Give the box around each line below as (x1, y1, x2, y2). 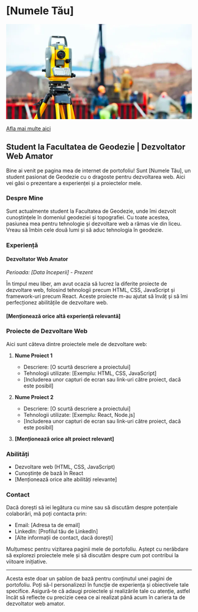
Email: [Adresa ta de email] (14, 522, 81, 529)
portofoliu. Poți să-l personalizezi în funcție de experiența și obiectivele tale (6, 581, 189, 588)
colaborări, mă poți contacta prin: (6, 510, 87, 517)
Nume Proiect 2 (14, 393, 54, 400)
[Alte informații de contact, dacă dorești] (14, 534, 113, 541)
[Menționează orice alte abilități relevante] (14, 476, 117, 483)
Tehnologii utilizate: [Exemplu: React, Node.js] (23, 411, 136, 418)
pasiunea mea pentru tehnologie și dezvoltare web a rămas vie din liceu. (6, 220, 182, 227)
